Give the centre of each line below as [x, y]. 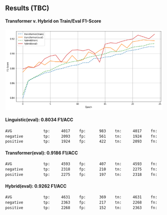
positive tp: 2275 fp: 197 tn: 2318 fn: [81, 175]
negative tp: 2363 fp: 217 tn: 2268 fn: [81, 202]
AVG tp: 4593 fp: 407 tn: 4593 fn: [81, 164]
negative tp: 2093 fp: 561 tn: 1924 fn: [81, 136]
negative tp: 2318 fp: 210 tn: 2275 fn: [81, 169]
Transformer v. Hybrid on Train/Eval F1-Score [53, 21]
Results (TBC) [27, 8]
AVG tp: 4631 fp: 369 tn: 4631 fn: [81, 197]
